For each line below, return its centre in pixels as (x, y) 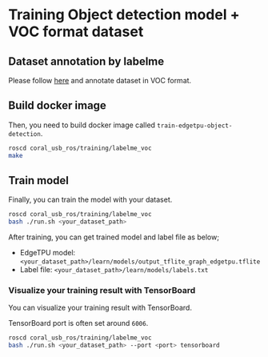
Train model (39, 181)
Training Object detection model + (124, 15)
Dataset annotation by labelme (86, 61)
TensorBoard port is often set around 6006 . (78, 323)
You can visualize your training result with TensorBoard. (100, 308)
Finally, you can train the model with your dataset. (90, 200)
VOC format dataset (76, 32)
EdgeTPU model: (48, 253)
